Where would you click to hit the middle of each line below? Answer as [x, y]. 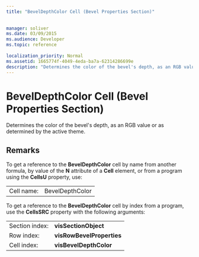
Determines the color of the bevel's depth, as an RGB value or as [85, 125]
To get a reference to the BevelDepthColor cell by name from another [91, 164]
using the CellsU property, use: [44, 177]
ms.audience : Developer [36, 39]
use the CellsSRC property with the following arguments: [76, 212]
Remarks [23, 150]
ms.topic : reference [32, 45]
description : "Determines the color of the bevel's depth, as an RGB [94, 67]
